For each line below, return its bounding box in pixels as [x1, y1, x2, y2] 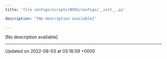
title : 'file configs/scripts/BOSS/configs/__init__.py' [5, 7, 126, 12]
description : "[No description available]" [5, 16, 97, 21]
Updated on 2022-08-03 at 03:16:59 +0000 [5, 48, 95, 54]
